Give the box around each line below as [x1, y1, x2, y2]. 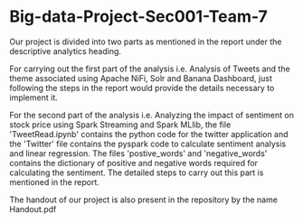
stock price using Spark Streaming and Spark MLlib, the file [9, 119, 232, 130]
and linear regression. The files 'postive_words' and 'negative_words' [9, 147, 268, 159]
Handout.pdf [9, 203, 57, 214]
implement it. [9, 92, 58, 103]
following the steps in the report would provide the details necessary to [9, 82, 275, 93]
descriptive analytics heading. [9, 45, 122, 56]
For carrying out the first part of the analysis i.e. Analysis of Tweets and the [9, 63, 291, 74]
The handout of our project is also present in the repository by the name [9, 194, 279, 205]
